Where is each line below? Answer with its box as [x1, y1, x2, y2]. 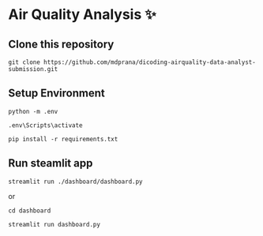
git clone [8, 58, 41, 66]
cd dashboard [8, 207, 51, 215]
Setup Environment [8, 87, 105, 100]
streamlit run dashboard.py [8, 220, 101, 228]
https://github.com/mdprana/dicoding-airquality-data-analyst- [43, 58, 257, 66]
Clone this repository [8, 37, 115, 51]
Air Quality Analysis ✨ [8, 6, 156, 24]
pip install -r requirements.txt [8, 135, 118, 143]
